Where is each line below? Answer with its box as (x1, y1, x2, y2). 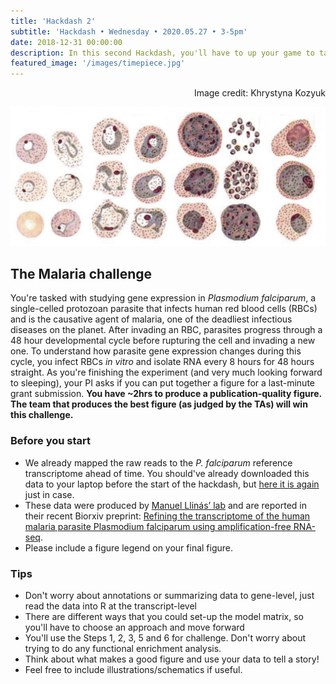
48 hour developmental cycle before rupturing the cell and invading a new (10, 335, 316, 347)
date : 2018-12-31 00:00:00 (10, 37, 123, 47)
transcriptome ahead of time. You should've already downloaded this (24, 467, 310, 479)
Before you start (10, 434, 91, 448)
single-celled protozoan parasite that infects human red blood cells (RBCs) (10, 303, 318, 315)
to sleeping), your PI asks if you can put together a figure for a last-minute (10, 377, 315, 389)
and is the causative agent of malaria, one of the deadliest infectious (10, 313, 293, 325)
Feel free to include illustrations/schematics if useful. (24, 664, 243, 675)
